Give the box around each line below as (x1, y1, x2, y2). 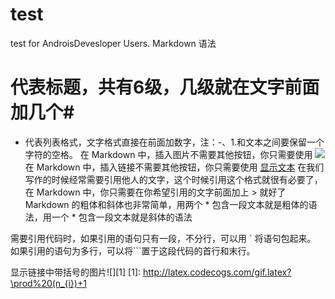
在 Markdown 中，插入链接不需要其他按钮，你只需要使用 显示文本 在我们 (24, 161, 325, 173)
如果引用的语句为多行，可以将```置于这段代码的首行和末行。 (10, 244, 256, 257)
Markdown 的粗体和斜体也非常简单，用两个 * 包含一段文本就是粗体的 (24, 198, 309, 210)
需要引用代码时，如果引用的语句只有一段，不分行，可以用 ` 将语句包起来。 (10, 232, 317, 244)
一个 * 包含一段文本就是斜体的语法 (51, 211, 193, 223)
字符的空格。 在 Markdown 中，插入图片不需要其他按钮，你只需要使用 (24, 148, 313, 160)
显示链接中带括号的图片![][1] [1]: (10, 266, 142, 278)
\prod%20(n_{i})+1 (10, 277, 87, 289)
